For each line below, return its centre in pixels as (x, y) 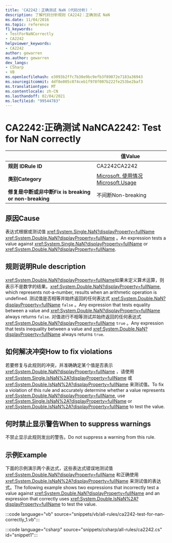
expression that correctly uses (37, 499)
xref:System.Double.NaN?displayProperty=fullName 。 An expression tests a (86, 238)
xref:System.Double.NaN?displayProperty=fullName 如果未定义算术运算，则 (85, 280)
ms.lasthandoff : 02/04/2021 (35, 96)
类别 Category (25, 179)
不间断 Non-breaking (122, 195)
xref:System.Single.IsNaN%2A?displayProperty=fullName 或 (69, 378)
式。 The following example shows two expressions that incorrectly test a (82, 488)
